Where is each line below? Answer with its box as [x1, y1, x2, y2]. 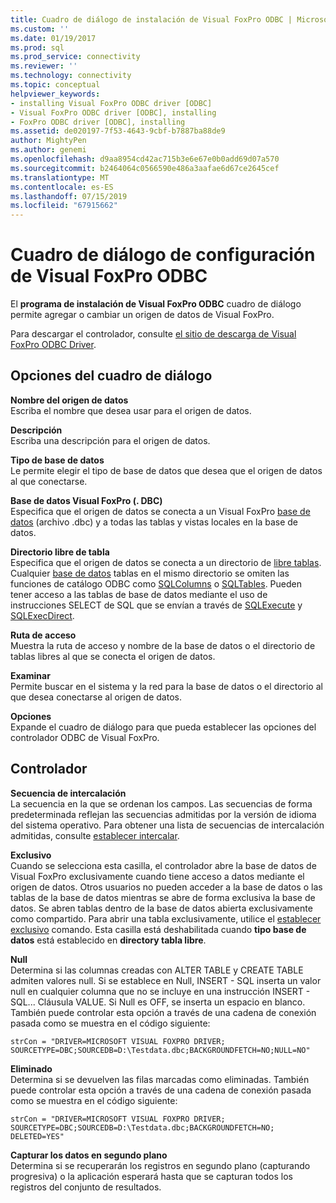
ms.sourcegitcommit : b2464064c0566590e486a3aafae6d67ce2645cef [10, 163, 280, 173]
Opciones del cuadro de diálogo [10, 367, 213, 385]
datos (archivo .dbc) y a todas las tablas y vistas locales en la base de [10, 516, 299, 528]
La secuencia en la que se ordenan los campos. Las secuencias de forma [10, 797, 313, 810]
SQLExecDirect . [10, 609, 75, 621]
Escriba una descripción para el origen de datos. [10, 434, 211, 446]
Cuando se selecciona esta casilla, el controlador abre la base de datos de [10, 859, 317, 871]
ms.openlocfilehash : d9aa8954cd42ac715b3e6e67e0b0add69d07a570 [10, 154, 280, 164]
